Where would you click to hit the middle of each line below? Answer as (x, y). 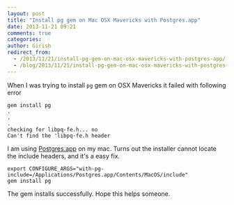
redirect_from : (29, 53)
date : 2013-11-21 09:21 (42, 26)
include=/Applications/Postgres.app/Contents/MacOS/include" (98, 174)
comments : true (29, 33)
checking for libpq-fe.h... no (53, 129)
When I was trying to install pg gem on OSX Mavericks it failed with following (117, 85)
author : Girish (29, 46)
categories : (24, 40)
